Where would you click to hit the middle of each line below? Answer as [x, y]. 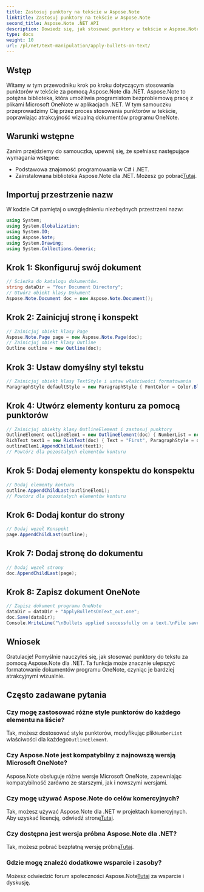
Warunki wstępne [40, 136]
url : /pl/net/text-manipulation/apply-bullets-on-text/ [78, 46]
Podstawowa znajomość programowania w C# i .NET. [82, 169]
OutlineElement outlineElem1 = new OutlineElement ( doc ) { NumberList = [99, 435]
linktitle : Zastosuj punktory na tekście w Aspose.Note [78, 18]
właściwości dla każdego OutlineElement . [57, 740]
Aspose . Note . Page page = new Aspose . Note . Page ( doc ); [74, 337]
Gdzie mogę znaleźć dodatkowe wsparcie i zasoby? [84, 863]
